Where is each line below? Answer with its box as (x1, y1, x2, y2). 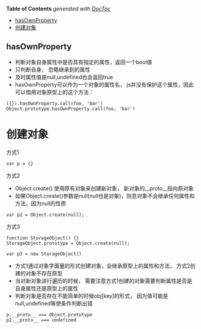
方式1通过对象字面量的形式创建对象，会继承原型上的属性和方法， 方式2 (14, 262, 190, 269)
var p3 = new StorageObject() (6, 251, 82, 257)
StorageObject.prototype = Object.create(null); (6, 240, 130, 246)
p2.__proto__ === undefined (6, 317, 77, 323)
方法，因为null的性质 (14, 200, 67, 207)
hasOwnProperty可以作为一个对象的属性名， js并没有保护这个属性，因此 (14, 81, 194, 88)
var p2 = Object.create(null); (6, 212, 85, 218)
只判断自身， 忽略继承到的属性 (14, 66, 91, 73)
